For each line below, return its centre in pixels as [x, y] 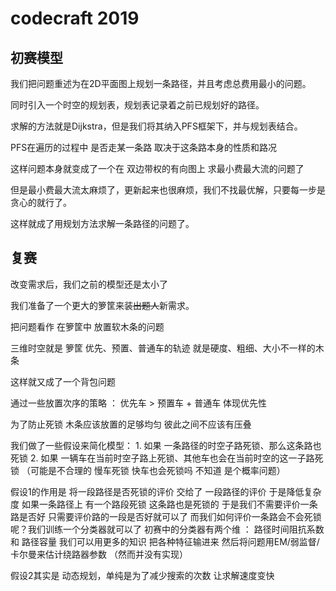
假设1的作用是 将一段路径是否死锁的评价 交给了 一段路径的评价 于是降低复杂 [166, 491]
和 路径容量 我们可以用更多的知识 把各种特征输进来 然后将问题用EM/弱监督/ [165, 541]
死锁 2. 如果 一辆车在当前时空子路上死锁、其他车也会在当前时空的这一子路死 [167, 458]
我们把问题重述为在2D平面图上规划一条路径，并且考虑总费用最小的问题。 [161, 83]
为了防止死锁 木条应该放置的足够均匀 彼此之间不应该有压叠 [131, 424]
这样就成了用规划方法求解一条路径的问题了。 [102, 223]
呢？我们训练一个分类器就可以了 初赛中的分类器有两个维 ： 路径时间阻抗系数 [167, 529]
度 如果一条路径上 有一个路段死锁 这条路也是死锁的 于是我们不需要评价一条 [164, 504]
